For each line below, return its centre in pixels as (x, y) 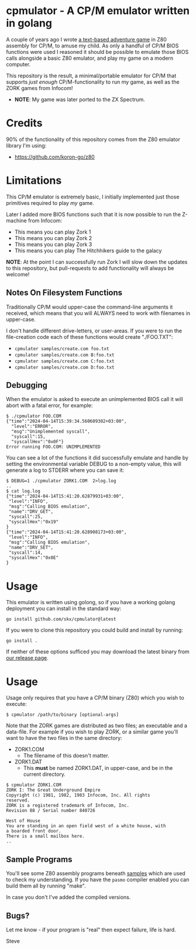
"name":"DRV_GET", (31, 512)
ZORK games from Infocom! (39, 88)
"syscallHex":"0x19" (34, 522)
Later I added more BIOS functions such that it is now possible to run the (94, 214)
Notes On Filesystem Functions (64, 293)
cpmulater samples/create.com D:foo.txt (64, 367)
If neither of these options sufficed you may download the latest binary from (98, 652)
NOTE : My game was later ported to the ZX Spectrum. (80, 99)
